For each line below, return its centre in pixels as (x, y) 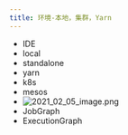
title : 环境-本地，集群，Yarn (61, 18)
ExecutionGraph (52, 121)
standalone (43, 63)
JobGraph (41, 111)
